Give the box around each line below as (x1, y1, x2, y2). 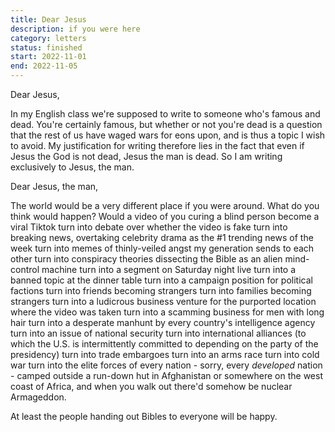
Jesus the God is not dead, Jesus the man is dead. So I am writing (10, 151, 283, 162)
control (10, 264, 40, 275)
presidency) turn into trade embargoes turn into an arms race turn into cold (10, 349, 320, 360)
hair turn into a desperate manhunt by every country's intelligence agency (10, 317, 316, 328)
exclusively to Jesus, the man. (10, 161, 135, 173)
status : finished (10, 42, 83, 53)
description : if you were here (10, 24, 141, 34)
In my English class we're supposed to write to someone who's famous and (10, 108, 321, 120)
